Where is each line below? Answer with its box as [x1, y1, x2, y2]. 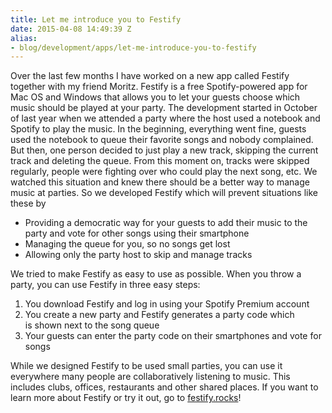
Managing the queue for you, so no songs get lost [24, 238, 231, 250]
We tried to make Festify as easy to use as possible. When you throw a [10, 268, 302, 280]
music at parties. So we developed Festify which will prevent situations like [10, 187, 319, 199]
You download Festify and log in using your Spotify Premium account [24, 298, 310, 310]
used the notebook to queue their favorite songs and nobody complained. [10, 134, 314, 146]
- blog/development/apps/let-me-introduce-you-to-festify [10, 42, 257, 53]
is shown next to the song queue [24, 319, 160, 331]
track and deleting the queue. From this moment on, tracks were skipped [10, 155, 310, 167]
